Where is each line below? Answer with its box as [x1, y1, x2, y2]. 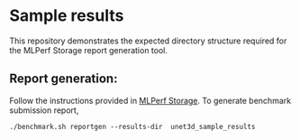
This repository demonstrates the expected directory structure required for [9, 35, 287, 46]
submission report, [9, 105, 79, 116]
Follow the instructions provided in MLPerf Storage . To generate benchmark [9, 95, 291, 106]
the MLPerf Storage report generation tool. [9, 44, 168, 55]
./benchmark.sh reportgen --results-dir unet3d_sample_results [9, 122, 256, 131]
